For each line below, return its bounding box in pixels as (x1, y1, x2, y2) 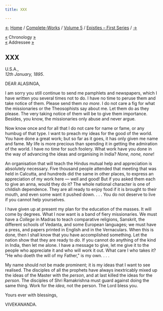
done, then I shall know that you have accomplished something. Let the (5, 232, 147, 238)
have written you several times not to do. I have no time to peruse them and (5, 95, 156, 101)
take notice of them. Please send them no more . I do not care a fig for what (5, 101, 155, 106)
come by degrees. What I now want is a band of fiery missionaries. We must (5, 211, 157, 217)
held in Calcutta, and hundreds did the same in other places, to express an (5, 171, 154, 177)
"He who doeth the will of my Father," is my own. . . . (5, 253, 110, 259)
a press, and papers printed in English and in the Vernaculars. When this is (5, 227, 154, 233)
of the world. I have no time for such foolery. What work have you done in (5, 146, 152, 152)
